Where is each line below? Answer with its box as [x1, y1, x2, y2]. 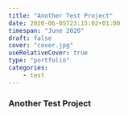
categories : [8, 64, 48, 72]
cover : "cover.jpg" [8, 42, 74, 50]
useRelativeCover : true [8, 49, 89, 57]
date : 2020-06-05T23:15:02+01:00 [8, 19, 121, 27]
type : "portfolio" [8, 57, 70, 65]
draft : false [8, 34, 52, 42]
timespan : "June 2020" [8, 26, 85, 34]
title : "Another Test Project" [8, 11, 114, 20]
